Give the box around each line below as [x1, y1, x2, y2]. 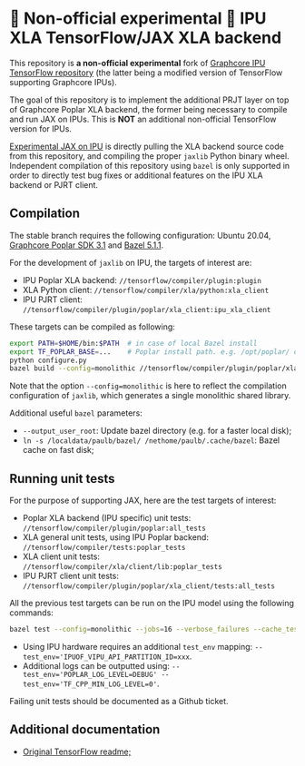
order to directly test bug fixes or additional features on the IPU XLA [9, 170, 263, 181]
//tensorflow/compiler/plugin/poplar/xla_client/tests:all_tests [22, 582, 275, 591]
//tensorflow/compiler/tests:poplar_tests [22, 544, 186, 553]
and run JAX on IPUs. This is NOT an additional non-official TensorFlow [9, 113, 277, 124]
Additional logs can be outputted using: [22, 660, 171, 671]
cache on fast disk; [22, 445, 94, 456]
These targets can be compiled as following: [9, 321, 175, 332]
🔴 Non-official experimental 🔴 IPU [9, 8, 267, 29]
